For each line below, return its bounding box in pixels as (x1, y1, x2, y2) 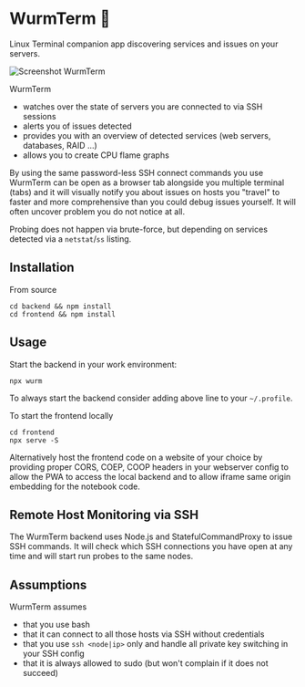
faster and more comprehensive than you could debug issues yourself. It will (9, 196, 296, 207)
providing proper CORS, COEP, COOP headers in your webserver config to (9, 461, 290, 473)
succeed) (22, 668, 59, 679)
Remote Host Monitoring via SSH (9, 506, 198, 523)
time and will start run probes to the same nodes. (9, 551, 194, 562)
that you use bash (22, 619, 91, 630)
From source (9, 284, 57, 295)
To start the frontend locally (9, 410, 114, 421)
